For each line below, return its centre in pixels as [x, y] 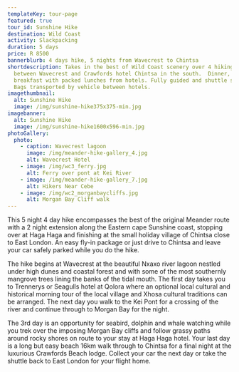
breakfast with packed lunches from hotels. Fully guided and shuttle [121, 80]
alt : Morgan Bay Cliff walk [68, 200]
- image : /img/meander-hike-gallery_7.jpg [84, 180]
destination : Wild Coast [44, 34]
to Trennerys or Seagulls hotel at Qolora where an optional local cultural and [119, 286]
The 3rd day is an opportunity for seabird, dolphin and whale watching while [119, 323]
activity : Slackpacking [43, 41]
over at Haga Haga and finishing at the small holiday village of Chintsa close [118, 235]
